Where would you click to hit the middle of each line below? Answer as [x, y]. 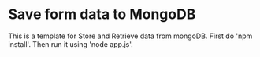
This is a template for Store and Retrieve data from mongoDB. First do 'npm [130, 36]
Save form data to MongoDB [102, 14]
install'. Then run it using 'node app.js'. [71, 44]
